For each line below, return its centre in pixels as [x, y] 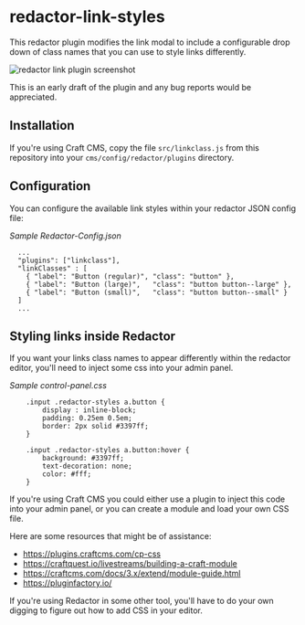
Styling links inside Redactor [93, 336]
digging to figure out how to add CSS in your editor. [106, 610]
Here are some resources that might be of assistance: [110, 536]
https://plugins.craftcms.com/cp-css [92, 554]
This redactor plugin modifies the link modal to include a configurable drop [150, 42]
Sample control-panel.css [58, 386]
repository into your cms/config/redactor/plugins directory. [122, 157]
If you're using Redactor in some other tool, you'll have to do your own [142, 601]
